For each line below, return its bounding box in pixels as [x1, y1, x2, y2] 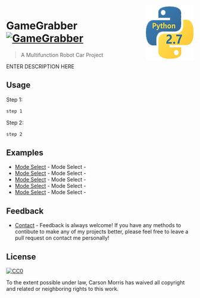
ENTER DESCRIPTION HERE [6, 62, 75, 70]
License [6, 252, 36, 262]
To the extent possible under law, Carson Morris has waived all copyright [6, 278, 185, 286]
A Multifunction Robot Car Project [20, 51, 104, 58]
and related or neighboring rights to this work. [6, 285, 119, 292]
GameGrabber [6, 19, 78, 33]
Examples [6, 148, 43, 158]
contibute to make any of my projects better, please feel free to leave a [14, 228, 189, 236]
